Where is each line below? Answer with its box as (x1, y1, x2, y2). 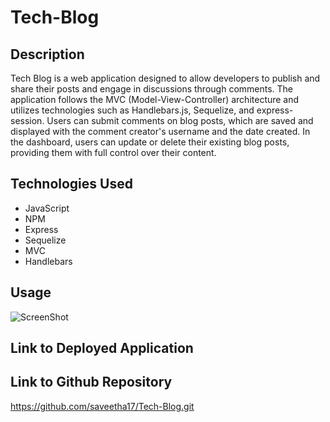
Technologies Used (10, 176, 133, 193)
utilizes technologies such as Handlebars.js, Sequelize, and (10, 104, 255, 116)
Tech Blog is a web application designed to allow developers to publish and (10, 72, 321, 84)
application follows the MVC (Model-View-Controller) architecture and (10, 94, 300, 105)
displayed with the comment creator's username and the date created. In (10, 126, 311, 137)
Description (10, 46, 85, 63)
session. (10, 115, 45, 126)
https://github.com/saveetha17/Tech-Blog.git (10, 400, 195, 412)
